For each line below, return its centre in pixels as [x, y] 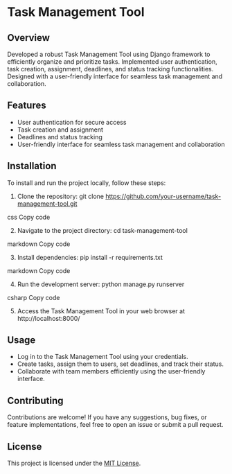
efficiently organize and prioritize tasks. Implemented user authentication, [113, 62]
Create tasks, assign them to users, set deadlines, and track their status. [120, 364]
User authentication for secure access [72, 122]
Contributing [35, 400]
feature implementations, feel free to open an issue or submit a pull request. [115, 425]
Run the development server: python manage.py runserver [101, 284]
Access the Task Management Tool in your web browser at [101, 311]
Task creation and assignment [60, 130]
